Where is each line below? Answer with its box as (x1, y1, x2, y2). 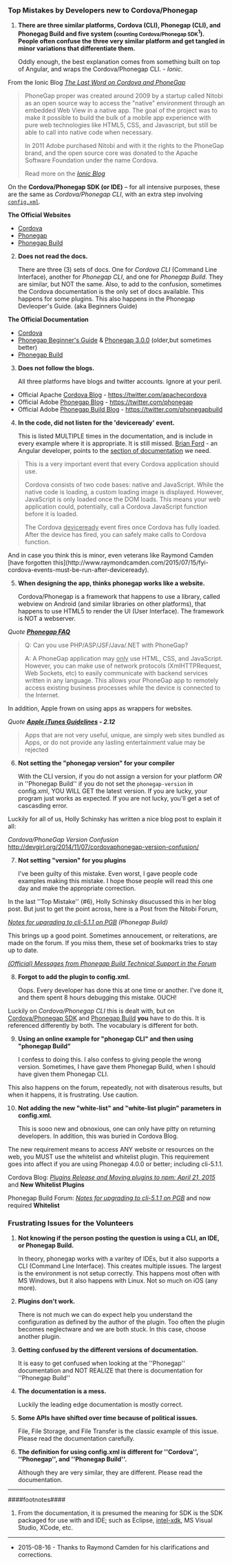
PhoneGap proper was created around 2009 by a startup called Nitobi (24, 92, 223, 100)
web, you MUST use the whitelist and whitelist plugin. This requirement (8, 1152, 209, 1161)
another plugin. (17, 1333, 61, 1341)
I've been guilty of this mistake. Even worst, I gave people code (17, 869, 198, 878)
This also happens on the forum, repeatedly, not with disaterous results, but (8, 1083, 222, 1091)
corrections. (17, 1551, 52, 1559)
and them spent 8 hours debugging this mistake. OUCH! (17, 993, 178, 1002)
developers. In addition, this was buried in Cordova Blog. (17, 1132, 178, 1140)
